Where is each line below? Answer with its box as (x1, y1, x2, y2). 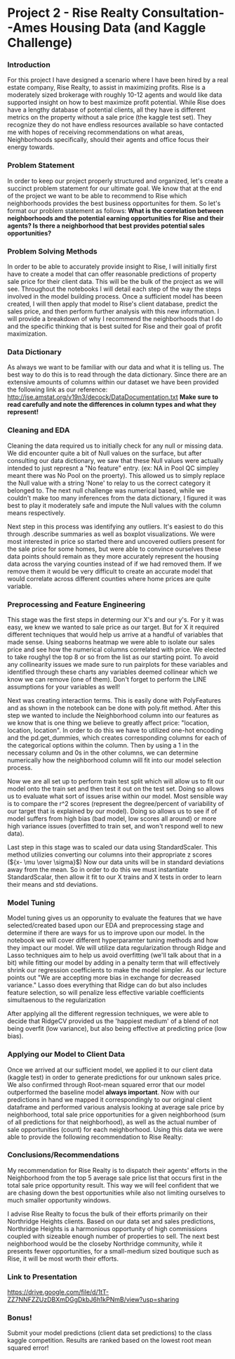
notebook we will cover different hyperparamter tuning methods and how (7, 936, 219, 944)
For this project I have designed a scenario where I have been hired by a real (7, 76, 229, 84)
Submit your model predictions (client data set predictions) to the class (7, 1329, 213, 1337)
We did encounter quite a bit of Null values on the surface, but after (7, 448, 202, 457)
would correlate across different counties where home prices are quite (7, 574, 211, 583)
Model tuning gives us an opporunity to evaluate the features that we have (7, 913, 222, 922)
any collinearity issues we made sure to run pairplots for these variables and (7, 660, 228, 668)
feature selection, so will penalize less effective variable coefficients (7, 989, 205, 997)
